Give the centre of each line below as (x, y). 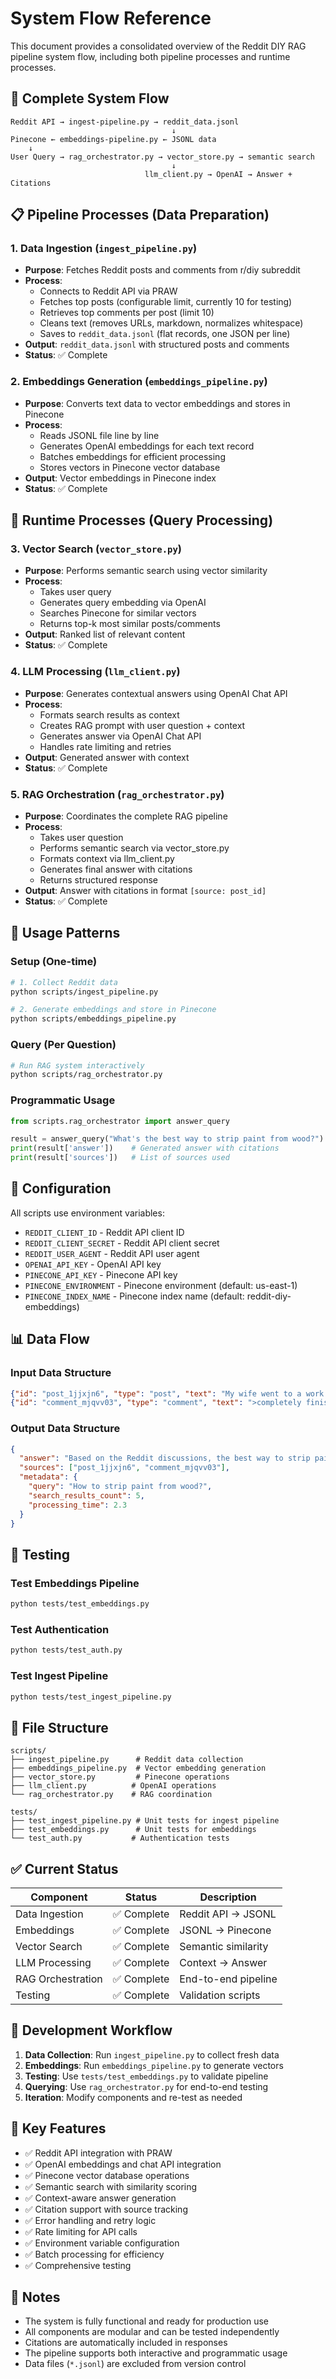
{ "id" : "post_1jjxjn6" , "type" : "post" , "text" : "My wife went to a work (167, 1393)
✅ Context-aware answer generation (100, 2198)
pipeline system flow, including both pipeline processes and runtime (150, 56)
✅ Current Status (64, 1868)
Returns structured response (98, 880)
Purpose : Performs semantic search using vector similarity (146, 571)
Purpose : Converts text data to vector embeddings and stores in (157, 403)
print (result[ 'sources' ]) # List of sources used (120, 1158)
